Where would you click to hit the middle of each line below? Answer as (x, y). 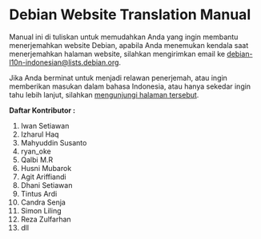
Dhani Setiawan (46, 185)
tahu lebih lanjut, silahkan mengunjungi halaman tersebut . (104, 94)
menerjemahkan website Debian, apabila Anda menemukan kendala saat (129, 45)
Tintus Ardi (39, 193)
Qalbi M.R (37, 159)
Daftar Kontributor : (42, 110)
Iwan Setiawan (45, 125)
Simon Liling (41, 210)
